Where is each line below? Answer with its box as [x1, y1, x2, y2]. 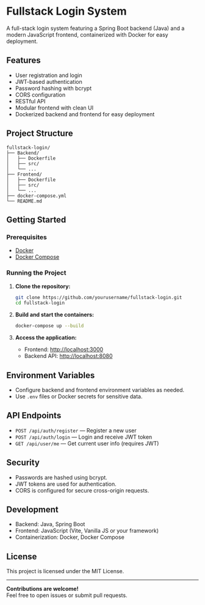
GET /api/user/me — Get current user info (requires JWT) [15, 439, 159, 447]
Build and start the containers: [15, 311, 95, 319]
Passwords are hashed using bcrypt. [15, 473, 108, 481]
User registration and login [15, 72, 82, 79]
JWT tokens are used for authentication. [15, 480, 117, 488]
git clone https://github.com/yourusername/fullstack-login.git [15, 294, 182, 300]
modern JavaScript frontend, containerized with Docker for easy [6, 31, 169, 38]
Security [6, 458, 40, 468]
